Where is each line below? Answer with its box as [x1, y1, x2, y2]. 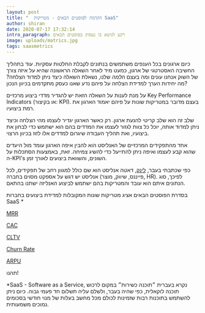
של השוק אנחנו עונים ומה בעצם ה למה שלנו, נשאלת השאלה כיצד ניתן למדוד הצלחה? [6, 73, 198, 80]
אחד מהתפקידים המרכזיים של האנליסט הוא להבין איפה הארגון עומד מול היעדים [6, 141, 188, 149]
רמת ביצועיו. [6, 104, 35, 112]
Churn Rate [6, 245, 35, 252]
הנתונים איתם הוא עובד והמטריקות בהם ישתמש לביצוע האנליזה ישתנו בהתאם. [6, 179, 185, 187]
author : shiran [6, 20, 45, 26]
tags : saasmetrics [6, 44, 53, 50]
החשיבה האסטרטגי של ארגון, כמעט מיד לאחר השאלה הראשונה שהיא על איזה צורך [6, 66, 195, 74]
